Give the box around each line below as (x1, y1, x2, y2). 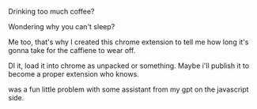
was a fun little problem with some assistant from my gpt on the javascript (8, 85, 249, 94)
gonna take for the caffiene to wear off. (8, 46, 136, 54)
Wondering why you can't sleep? (8, 22, 115, 31)
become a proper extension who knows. (8, 70, 140, 78)
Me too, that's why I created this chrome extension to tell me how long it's (8, 37, 249, 47)
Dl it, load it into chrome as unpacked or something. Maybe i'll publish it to (8, 61, 250, 70)
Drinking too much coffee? (8, 7, 95, 16)
